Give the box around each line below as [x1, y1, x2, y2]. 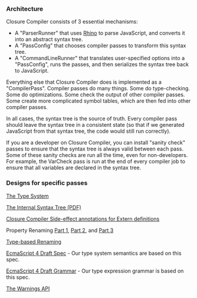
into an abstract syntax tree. [14, 36, 83, 43]
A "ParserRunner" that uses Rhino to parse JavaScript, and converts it [14, 30, 185, 37]
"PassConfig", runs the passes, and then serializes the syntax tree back [14, 61, 189, 68]
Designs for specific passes [6, 179, 88, 187]
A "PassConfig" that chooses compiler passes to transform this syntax [14, 42, 186, 49]
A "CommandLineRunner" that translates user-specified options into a [14, 55, 185, 62]
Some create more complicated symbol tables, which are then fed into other [6, 97, 191, 104]
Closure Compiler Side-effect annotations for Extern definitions [6, 215, 160, 222]
